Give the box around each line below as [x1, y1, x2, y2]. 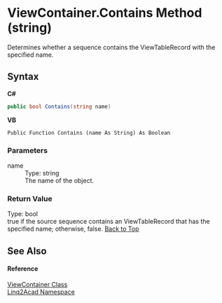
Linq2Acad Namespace [7, 288, 75, 296]
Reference [7, 264, 39, 273]
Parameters [7, 145, 48, 155]
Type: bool [7, 210, 39, 218]
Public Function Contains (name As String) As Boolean [7, 129, 171, 136]
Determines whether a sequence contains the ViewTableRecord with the [7, 43, 216, 51]
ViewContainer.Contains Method [7, 5, 202, 21]
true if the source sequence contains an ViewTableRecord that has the [7, 217, 210, 226]
